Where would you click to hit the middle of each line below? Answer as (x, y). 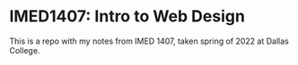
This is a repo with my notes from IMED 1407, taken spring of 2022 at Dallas (149, 41)
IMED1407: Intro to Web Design (127, 16)
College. (25, 50)
